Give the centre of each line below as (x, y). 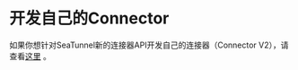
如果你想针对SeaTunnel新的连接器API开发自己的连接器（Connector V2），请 (149, 45)
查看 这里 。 (30, 56)
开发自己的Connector (89, 18)
